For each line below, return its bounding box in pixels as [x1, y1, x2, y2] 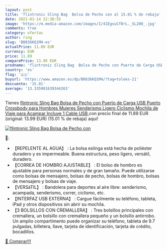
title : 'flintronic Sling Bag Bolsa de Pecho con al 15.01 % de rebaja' [5, 12, 162, 17]
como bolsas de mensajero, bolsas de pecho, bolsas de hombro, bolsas [12, 173, 160, 179]
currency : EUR [5, 49, 35, 54]
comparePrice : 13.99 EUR [5, 58, 57, 63]
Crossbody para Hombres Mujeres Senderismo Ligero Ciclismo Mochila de [5, 105, 159, 111]
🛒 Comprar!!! [5, 238, 31, 244]
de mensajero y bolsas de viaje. [12, 178, 78, 184]
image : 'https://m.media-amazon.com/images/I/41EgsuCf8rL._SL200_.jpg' [5, 21, 157, 26]
